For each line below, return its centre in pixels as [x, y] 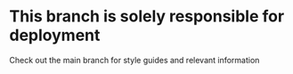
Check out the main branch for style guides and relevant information [134, 60]
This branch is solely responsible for [147, 16]
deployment [55, 35]
